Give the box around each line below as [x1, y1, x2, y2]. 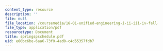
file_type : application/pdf [5, 25, 62, 30]
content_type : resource [5, 7, 53, 12]
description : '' [5, 12, 38, 17]
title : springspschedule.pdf [5, 34, 64, 39]
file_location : [5, 20, 36, 26]
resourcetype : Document [5, 30, 53, 34]
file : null [5, 16, 27, 21]
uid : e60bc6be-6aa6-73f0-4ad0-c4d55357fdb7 [5, 39, 95, 44]
